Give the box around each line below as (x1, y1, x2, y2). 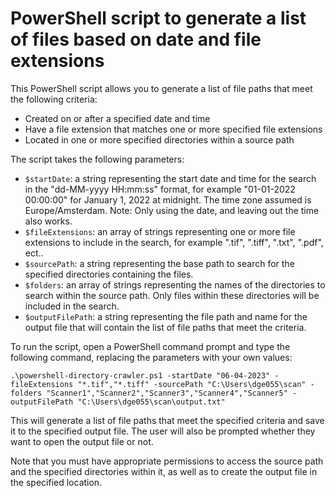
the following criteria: (10, 93, 98, 105)
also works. (24, 215, 73, 227)
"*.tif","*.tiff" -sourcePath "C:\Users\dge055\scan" (77, 379, 307, 389)
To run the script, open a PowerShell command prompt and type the (10, 340, 291, 352)
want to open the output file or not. (10, 435, 154, 447)
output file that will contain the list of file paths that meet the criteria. (24, 321, 307, 333)
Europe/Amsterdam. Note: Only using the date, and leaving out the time (24, 204, 320, 216)
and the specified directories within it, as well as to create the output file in (10, 465, 318, 477)
